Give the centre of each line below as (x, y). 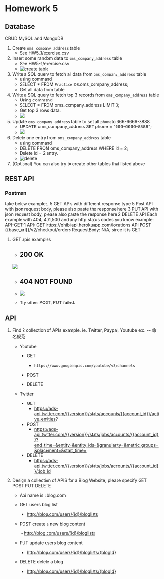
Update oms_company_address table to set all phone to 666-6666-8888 (81, 121)
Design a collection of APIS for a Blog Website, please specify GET (79, 480)
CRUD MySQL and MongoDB (34, 38)
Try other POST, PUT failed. (47, 302)
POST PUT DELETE (32, 486)
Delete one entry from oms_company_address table (61, 138)
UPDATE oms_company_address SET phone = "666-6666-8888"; (85, 126)
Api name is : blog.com (43, 495)
